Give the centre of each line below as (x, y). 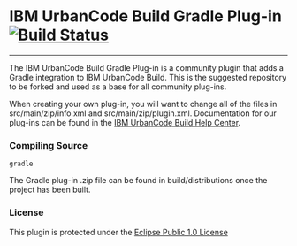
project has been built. (50, 190)
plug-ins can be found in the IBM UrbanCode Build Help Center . (125, 122)
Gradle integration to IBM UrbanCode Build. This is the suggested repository (148, 77)
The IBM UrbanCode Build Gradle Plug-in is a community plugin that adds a (147, 67)
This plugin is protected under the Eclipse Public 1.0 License (118, 232)
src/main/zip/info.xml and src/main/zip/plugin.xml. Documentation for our (143, 113)
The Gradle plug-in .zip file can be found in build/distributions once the (138, 181)
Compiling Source (49, 145)
